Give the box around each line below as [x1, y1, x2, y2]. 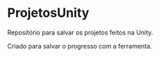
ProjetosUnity [7, 5, 90, 21]
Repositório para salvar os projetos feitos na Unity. [7, 28, 154, 37]
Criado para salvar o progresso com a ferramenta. [7, 42, 152, 50]
